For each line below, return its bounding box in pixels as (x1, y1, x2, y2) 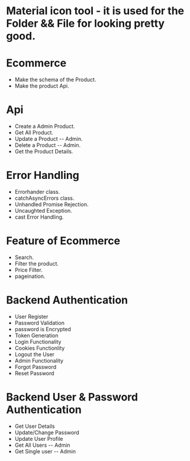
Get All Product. (14, 129, 54, 136)
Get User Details (14, 422, 55, 430)
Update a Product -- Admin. (14, 135, 83, 143)
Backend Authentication (6, 293, 128, 307)
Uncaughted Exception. (14, 207, 72, 214)
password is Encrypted (14, 325, 71, 332)
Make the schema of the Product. (14, 76, 96, 84)
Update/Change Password (14, 428, 79, 436)
